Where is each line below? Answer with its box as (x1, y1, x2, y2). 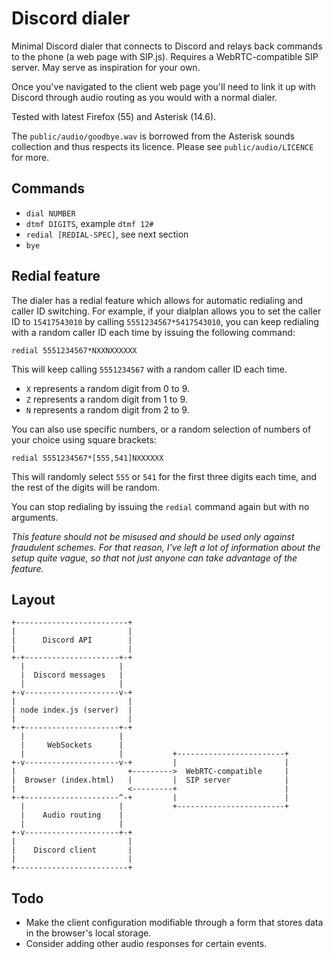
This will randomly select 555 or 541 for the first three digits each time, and (11, 470, 317, 482)
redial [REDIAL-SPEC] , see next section (25, 228, 189, 240)
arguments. (11, 511, 59, 523)
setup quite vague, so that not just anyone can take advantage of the (11, 552, 298, 564)
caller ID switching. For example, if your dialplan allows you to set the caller (11, 305, 322, 317)
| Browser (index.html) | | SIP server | (11, 775, 289, 786)
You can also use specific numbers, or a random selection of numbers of (11, 423, 312, 435)
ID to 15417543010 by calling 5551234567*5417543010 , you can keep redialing (11, 315, 319, 327)
